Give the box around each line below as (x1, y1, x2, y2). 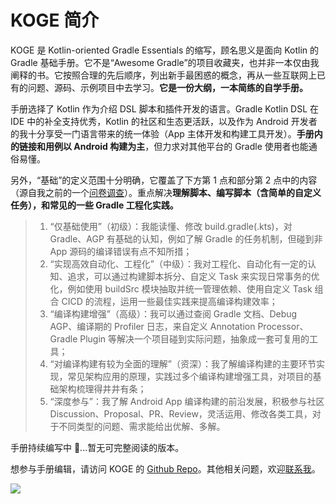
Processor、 (257, 320, 309, 332)
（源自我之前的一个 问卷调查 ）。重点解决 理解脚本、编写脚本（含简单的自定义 (10, 186, 322, 198)
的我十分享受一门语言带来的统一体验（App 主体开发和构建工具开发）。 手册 (10, 127, 315, 140)
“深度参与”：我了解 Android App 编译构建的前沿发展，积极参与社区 (49, 395, 325, 407)
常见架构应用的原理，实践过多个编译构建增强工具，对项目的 (67, 370, 313, 382)
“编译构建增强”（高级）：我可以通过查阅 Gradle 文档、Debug (49, 307, 298, 320)
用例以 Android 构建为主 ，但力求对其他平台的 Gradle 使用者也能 (44, 140, 309, 152)
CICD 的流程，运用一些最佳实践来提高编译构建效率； (61, 295, 278, 307)
